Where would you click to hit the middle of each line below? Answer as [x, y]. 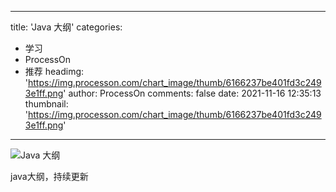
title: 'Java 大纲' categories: [66, 27]
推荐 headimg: [54, 71]
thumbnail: [46, 104]
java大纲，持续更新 [49, 176]
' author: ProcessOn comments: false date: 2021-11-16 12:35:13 [192, 93]
